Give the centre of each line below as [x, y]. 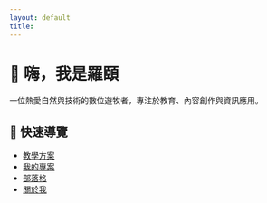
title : [22, 26]
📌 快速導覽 [38, 132]
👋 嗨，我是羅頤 [64, 74]
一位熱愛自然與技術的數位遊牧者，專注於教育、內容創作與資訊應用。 [136, 101]
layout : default [40, 18]
